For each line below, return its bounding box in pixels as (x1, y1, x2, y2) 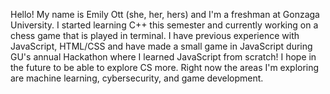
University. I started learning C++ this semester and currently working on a (10, 19, 319, 31)
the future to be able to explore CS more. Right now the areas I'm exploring (10, 62, 320, 73)
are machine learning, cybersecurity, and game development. (10, 72, 264, 84)
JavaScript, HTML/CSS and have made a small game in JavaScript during (10, 40, 313, 52)
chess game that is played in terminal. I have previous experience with (10, 30, 300, 41)
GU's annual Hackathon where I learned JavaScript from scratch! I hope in (10, 51, 317, 63)
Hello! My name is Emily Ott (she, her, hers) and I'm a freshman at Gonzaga (10, 9, 320, 20)
